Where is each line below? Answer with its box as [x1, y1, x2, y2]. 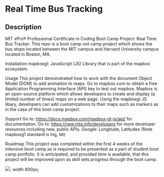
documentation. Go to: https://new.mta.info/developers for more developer [5, 121, 156, 127]
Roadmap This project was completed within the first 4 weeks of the [5, 141, 143, 147]
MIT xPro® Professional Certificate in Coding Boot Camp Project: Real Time [5, 36, 157, 41]
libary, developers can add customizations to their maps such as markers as [5, 101, 159, 107]
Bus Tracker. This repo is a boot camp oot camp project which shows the [5, 41, 153, 47]
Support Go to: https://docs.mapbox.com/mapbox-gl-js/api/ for [5, 116, 133, 121]
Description [5, 23, 42, 31]
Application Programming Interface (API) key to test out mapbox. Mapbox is [5, 86, 158, 91]
